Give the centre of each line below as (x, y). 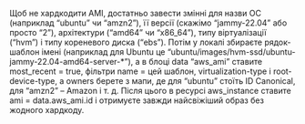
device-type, (33, 81)
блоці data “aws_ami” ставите (205, 62)
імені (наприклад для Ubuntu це (103, 52)
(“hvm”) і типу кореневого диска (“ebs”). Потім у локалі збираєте (136, 42)
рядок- (277, 42)
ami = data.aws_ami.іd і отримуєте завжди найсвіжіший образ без (137, 100)
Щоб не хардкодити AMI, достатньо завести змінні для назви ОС (136, 13)
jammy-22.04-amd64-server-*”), (71, 62)
